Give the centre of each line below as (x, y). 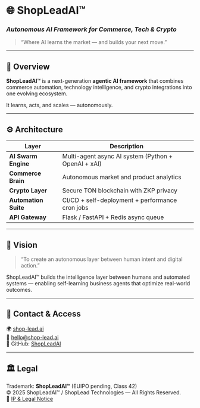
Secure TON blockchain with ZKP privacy (120, 191)
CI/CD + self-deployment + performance (120, 200)
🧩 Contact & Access (44, 314)
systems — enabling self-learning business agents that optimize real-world (98, 283)
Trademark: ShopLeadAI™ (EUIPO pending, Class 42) (72, 386)
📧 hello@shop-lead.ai (32, 337)
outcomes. (19, 289)
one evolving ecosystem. (37, 94)
